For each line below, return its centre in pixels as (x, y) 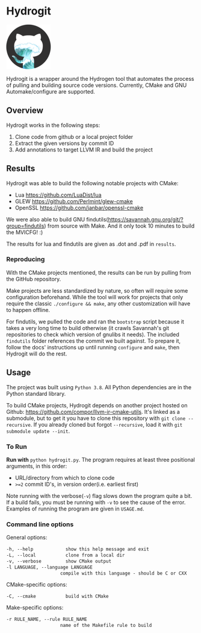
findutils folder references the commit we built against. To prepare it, (94, 341)
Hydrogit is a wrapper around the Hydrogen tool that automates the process (100, 78)
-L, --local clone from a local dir (66, 555)
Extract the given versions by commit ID (64, 143)
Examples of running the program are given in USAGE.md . (75, 509)
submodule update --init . (38, 431)
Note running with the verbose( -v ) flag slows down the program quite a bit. (99, 495)
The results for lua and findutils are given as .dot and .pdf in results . (91, 244)
